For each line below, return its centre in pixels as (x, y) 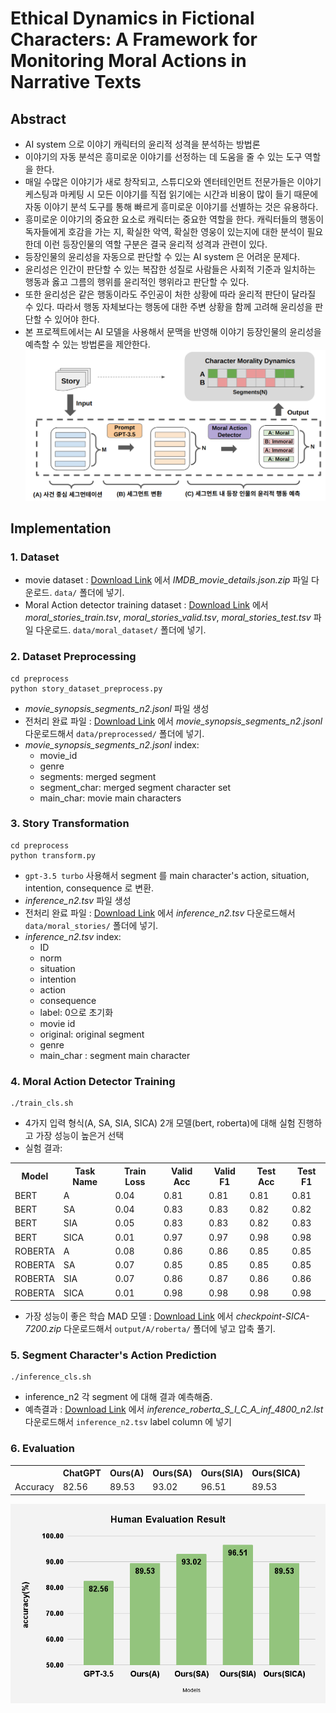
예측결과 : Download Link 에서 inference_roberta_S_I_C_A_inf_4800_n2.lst (174, 1409)
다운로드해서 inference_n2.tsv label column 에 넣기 (128, 1422)
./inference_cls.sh (51, 1377)
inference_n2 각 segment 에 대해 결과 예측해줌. (118, 1397)
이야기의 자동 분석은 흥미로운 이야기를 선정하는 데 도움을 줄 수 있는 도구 (163, 156)
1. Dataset (35, 557)
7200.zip (43, 1329)
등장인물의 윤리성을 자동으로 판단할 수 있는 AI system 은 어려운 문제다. (162, 256)
